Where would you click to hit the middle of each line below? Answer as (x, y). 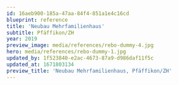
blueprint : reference (37, 20)
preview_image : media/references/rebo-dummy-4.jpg (80, 45)
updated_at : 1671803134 (40, 64)
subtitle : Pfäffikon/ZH (40, 33)
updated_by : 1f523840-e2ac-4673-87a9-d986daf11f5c (80, 58)
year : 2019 (22, 39)
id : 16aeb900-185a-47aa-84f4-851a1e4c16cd (68, 13)
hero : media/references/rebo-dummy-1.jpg (66, 52)
